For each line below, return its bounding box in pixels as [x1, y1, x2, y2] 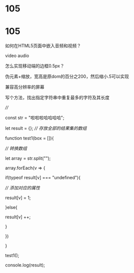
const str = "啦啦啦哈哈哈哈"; [5, 115, 65, 121]
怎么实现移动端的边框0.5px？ [5, 63, 65, 69]
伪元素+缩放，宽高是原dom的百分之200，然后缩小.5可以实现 [5, 73, 129, 79]
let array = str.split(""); [5, 155, 51, 161]
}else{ [5, 205, 18, 210]
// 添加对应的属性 [5, 185, 41, 191]
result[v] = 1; [5, 195, 31, 201]
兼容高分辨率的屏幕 [5, 84, 45, 90]
